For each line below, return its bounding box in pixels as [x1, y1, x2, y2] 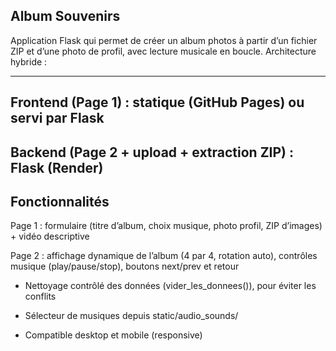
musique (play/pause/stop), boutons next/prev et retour [10, 260, 240, 273]
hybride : [10, 55, 48, 68]
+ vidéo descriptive [10, 230, 90, 243]
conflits [24, 290, 57, 303]
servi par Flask [10, 110, 105, 127]
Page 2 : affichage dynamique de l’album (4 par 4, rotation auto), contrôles [10, 250, 318, 262]
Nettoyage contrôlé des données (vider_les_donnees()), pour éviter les [24, 280, 317, 292]
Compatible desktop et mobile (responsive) [24, 329, 203, 341]
